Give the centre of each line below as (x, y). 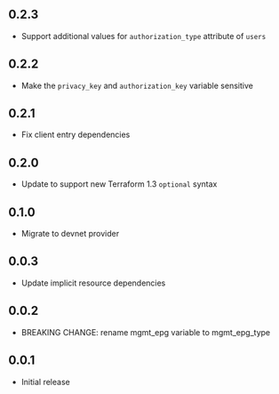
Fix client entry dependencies (76, 135)
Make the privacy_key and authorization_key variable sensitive (137, 85)
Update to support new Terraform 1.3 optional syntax (119, 184)
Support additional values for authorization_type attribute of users (143, 36)
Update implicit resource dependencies (93, 283)
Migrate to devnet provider (70, 234)
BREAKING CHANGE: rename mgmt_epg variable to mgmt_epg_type (146, 332)
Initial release (45, 382)
